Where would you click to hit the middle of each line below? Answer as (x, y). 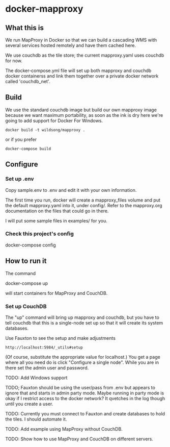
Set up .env (20, 179)
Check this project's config (39, 234)
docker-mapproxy (44, 9)
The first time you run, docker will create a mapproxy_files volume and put (83, 200)
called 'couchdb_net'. (28, 81)
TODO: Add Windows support (36, 378)
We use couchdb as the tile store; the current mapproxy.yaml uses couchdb (85, 55)
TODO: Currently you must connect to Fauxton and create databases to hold (85, 413)
